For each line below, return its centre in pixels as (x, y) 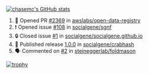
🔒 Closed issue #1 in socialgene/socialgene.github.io (79, 36)
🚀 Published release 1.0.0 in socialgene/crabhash (74, 44)
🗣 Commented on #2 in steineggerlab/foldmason (75, 51)
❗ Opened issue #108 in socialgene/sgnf (63, 27)
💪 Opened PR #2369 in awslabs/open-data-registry (77, 20)
